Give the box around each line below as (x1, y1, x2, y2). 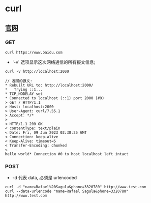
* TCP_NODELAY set (5, 91, 43, 96)
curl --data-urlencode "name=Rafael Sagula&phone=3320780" (5, 189, 129, 194)
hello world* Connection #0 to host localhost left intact (5, 151, 129, 156)
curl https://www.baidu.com (5, 50, 63, 55)
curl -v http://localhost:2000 (5, 69, 69, 74)
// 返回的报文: (5, 78, 33, 84)
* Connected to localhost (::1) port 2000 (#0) (5, 95, 105, 101)
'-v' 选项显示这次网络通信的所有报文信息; (12, 59, 95, 65)
